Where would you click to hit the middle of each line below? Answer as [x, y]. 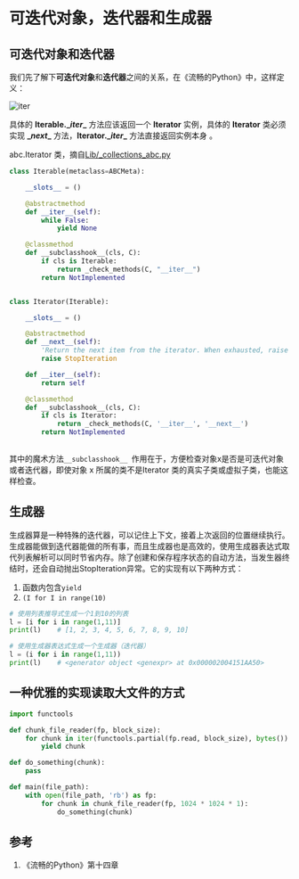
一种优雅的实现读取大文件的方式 [97, 693]
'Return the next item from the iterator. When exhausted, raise [165, 350]
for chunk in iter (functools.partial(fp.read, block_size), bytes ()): [159, 738]
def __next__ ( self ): [63, 342]
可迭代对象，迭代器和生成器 [111, 18]
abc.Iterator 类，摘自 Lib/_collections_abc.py [90, 154]
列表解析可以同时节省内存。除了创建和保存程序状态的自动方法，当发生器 [149, 557]
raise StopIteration [79, 358]
